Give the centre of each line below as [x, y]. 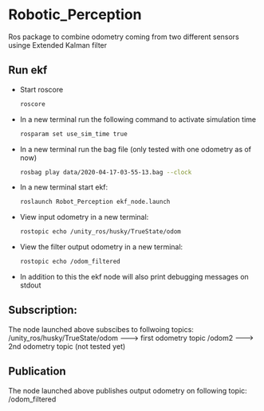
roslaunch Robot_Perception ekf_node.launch [95, 202]
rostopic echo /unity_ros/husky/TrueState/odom [100, 232]
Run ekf [28, 70]
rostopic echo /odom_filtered [70, 262]
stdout [30, 285]
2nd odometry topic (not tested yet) [67, 346]
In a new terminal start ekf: [64, 187]
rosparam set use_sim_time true [73, 134]
